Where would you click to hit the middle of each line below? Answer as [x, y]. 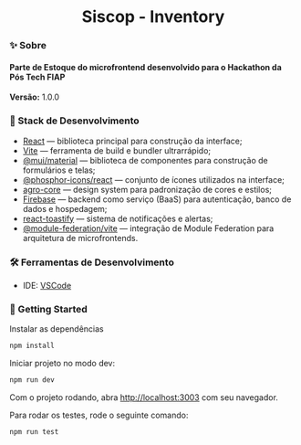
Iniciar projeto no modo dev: [62, 364]
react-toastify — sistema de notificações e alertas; [118, 218]
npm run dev [32, 380]
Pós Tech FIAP [37, 77]
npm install [32, 346]
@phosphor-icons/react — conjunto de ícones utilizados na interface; [154, 179]
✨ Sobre [28, 46]
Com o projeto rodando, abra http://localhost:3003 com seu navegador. [144, 397]
